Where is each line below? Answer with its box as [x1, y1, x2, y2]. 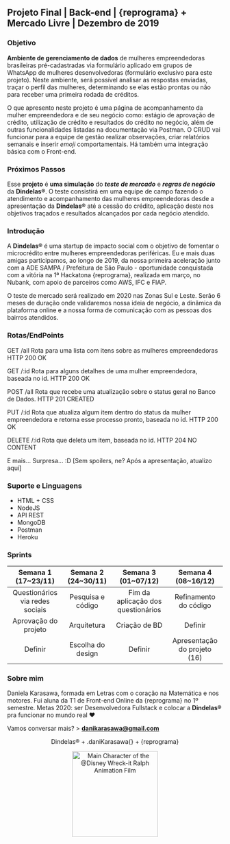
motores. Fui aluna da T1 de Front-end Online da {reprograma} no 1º [7, 696, 199, 705]
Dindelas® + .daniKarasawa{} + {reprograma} [51, 738, 179, 746]
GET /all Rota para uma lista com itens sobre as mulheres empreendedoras [7, 346, 218, 354]
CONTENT [7, 443, 37, 452]
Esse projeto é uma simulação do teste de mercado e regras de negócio [7, 180, 216, 188]
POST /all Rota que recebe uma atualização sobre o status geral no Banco [7, 387, 216, 395]
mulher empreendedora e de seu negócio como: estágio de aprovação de [7, 110, 216, 119]
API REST [16, 511, 44, 519]
